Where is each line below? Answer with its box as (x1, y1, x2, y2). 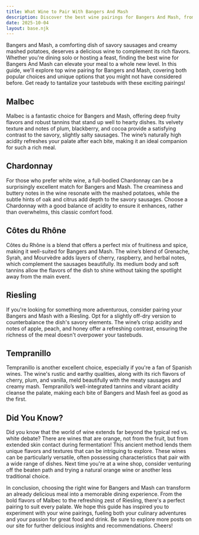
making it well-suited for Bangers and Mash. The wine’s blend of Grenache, (6, 248, 190, 255)
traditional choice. (6, 473, 50, 480)
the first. (6, 395, 27, 403)
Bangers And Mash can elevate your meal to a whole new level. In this (6, 61, 177, 68)
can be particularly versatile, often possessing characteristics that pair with (6, 454, 190, 461)
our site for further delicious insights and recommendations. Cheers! (6, 522, 173, 529)
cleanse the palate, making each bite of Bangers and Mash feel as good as (6, 390, 188, 397)
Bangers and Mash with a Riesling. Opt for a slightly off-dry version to (6, 312, 176, 319)
